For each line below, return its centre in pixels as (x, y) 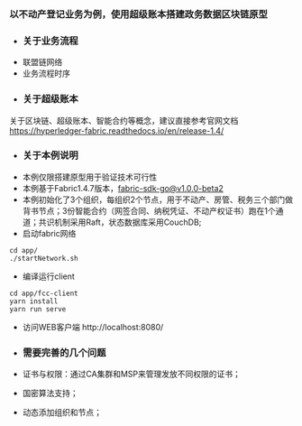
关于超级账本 (50, 99)
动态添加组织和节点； (62, 412)
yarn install (34, 301)
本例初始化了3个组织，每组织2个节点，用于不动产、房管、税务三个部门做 (157, 199)
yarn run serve (38, 309)
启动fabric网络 (49, 233)
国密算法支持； (50, 394)
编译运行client (48, 276)
